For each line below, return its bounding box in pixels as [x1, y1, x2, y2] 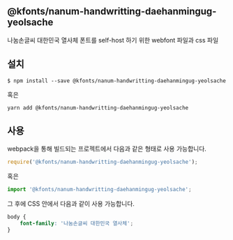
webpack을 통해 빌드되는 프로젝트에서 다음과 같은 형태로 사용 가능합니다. [7, 144, 207, 153]
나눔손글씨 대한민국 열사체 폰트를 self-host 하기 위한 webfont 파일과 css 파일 [7, 36, 219, 44]
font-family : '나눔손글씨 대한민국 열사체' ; [20, 220, 134, 227]
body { [7, 213, 27, 220]
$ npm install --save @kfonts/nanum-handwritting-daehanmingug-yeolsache [7, 77, 227, 84]
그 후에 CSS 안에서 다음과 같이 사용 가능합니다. [7, 200, 135, 208]
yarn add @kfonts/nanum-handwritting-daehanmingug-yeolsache [7, 104, 189, 111]
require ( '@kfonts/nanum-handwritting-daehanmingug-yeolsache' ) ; [7, 158, 198, 166]
